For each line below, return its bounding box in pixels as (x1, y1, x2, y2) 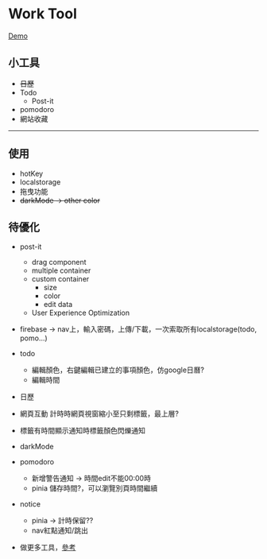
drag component (31, 258, 87, 267)
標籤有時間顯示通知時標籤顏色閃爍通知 (19, 426, 145, 436)
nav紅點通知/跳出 (31, 526, 89, 535)
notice (19, 499, 41, 509)
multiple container (31, 266, 91, 275)
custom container (31, 274, 90, 284)
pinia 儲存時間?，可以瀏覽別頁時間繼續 (31, 483, 158, 493)
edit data (43, 300, 73, 309)
